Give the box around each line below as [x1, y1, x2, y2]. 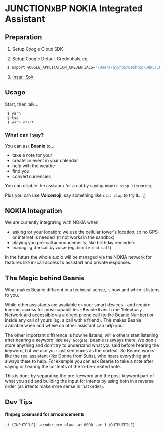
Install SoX [12, 74, 34, 80]
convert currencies [12, 173, 51, 179]
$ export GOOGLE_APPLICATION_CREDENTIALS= [7, 65, 96, 70]
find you [12, 168, 29, 174]
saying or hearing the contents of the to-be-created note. [5, 364, 121, 370]
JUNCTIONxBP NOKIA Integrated [5, 3, 143, 14]
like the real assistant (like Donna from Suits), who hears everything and [5, 353, 151, 359]
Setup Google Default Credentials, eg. [12, 56, 89, 62]
